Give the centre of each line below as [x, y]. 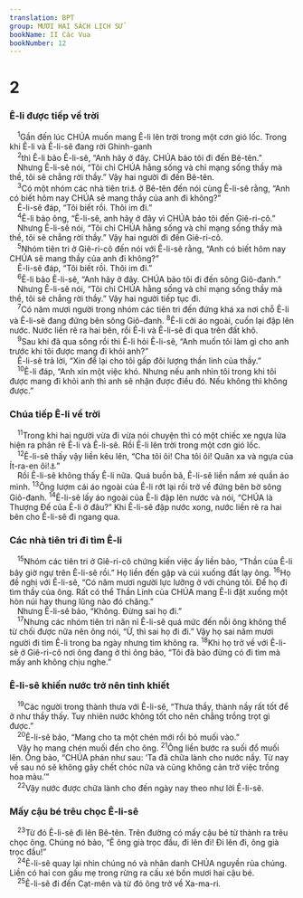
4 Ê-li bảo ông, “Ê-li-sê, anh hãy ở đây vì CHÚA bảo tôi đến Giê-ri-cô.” [147, 218]
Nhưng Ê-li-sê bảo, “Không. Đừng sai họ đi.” [100, 610]
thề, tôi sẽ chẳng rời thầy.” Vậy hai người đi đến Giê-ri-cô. [116, 238]
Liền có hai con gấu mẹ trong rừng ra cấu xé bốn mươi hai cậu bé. [132, 873]
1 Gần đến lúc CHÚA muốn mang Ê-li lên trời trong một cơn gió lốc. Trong [152, 137]
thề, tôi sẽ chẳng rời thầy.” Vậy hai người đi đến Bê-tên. [112, 177]
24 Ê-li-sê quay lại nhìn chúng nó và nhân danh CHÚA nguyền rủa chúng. [152, 862]
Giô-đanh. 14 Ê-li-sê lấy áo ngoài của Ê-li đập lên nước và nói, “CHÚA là [141, 496]
